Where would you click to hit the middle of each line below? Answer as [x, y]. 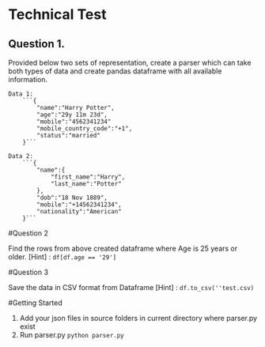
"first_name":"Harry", [88, 177]
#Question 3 [28, 272]
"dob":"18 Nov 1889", [72, 198]
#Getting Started [35, 303]
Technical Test [57, 15]
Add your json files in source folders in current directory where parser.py [138, 318]
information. [28, 79]
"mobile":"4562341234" [74, 122]
